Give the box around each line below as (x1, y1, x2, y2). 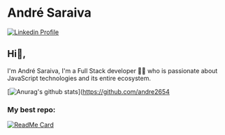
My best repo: (7, 104, 56, 114)
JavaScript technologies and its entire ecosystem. (7, 74, 152, 82)
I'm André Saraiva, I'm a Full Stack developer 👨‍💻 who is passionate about (7, 66, 218, 74)
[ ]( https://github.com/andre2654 (7, 87, 170, 95)
